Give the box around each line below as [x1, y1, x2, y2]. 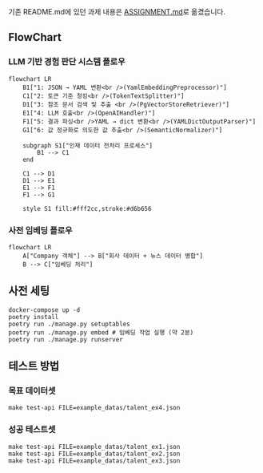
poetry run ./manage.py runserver [8, 335, 124, 343]
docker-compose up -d [8, 305, 81, 314]
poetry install [8, 313, 59, 321]
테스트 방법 [8, 359, 60, 373]
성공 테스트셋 [8, 424, 56, 435]
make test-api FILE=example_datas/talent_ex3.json [8, 456, 181, 465]
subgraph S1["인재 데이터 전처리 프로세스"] [22, 141, 153, 150]
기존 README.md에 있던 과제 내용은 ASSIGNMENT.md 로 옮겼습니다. [8, 7, 226, 16]
